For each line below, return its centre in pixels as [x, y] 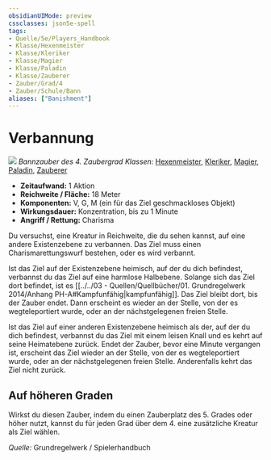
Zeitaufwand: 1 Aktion [57, 186]
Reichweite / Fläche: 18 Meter [70, 194]
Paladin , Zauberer [38, 170]
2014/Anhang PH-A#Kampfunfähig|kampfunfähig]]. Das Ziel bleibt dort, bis [133, 295]
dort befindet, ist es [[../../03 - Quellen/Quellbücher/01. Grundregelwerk [127, 286]
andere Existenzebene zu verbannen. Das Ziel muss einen [105, 245]
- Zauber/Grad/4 [35, 83]
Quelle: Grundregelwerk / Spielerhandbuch [79, 447]
